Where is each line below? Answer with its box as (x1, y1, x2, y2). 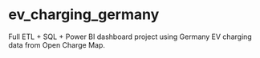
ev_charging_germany (8, 6, 160, 24)
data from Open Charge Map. (8, 40, 106, 49)
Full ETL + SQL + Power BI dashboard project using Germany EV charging (8, 32, 253, 41)
